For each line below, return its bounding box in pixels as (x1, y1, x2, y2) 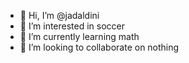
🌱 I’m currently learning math (19, 31, 140, 42)
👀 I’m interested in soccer (19, 20, 126, 32)
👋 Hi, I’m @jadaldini (19, 10, 100, 21)
